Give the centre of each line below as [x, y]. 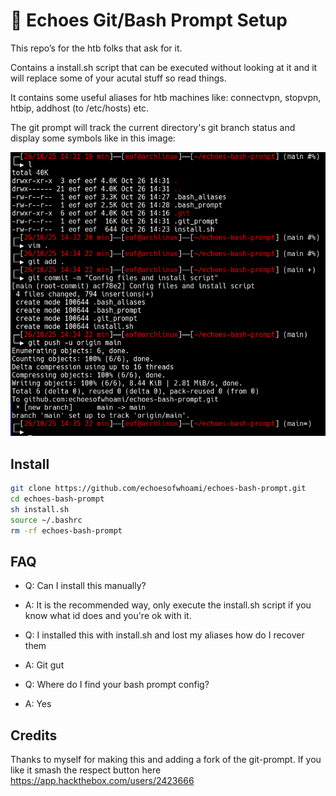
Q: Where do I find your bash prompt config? [117, 685]
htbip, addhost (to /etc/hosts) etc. [80, 108]
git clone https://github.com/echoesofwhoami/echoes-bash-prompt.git [158, 489]
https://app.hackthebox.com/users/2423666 [102, 781]
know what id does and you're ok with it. [108, 616]
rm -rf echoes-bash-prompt [66, 530]
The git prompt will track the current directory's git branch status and [153, 127]
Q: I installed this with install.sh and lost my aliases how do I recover [164, 635]
